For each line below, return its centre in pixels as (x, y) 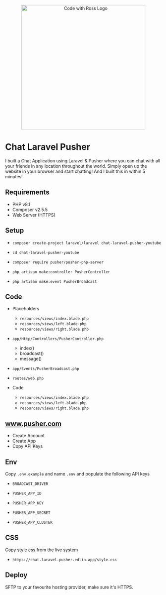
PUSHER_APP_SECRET (31, 513)
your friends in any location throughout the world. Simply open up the (76, 166)
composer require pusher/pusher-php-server (58, 262)
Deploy (16, 575)
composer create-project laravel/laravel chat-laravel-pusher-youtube (87, 243)
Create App (24, 441)
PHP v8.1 (21, 204)
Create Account (28, 436)
